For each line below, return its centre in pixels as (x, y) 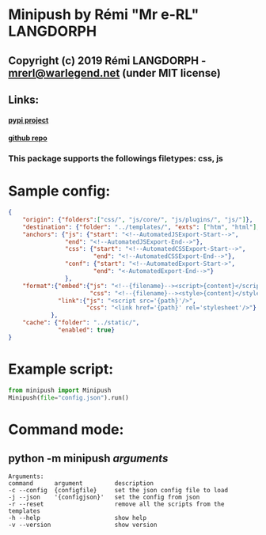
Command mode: (66, 429)
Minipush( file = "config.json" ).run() (68, 397)
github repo (28, 138)
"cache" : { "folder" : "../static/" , (81, 323)
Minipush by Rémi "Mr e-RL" (104, 15)
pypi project (28, 120)
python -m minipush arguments (88, 459)
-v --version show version (83, 525)
